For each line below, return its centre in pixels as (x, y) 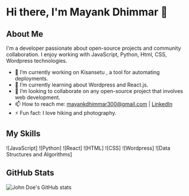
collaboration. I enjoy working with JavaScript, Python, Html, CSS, (87, 54)
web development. (37, 97)
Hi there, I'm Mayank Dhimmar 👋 (87, 12)
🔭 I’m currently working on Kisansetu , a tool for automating (87, 72)
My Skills (23, 134)
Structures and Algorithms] (39, 154)
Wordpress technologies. (37, 61)
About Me (25, 34)
